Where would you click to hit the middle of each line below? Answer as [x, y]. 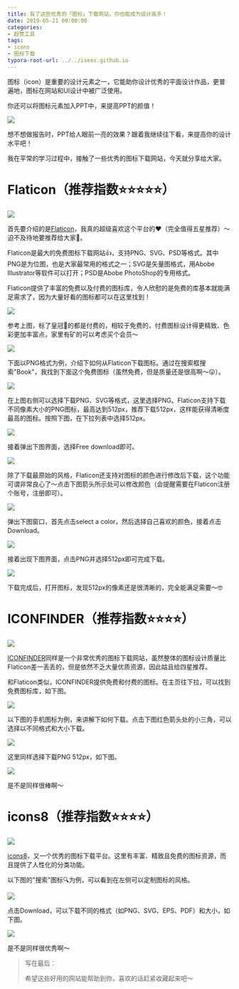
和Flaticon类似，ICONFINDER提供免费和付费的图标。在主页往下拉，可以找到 [119, 682]
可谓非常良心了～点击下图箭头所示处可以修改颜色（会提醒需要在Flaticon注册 [119, 484]
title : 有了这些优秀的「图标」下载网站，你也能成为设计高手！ [87, 14]
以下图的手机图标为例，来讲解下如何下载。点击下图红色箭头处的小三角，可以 [119, 719]
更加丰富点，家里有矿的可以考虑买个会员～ [76, 334]
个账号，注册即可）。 [37, 493]
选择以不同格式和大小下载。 [48, 728]
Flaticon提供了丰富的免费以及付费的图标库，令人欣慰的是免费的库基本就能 [116, 288]
